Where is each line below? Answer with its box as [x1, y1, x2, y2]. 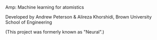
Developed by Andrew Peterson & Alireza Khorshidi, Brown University [5, 14, 152, 19]
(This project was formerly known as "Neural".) [5, 29, 105, 34]
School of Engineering [5, 19, 52, 25]
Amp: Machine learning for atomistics [5, 4, 84, 10]
